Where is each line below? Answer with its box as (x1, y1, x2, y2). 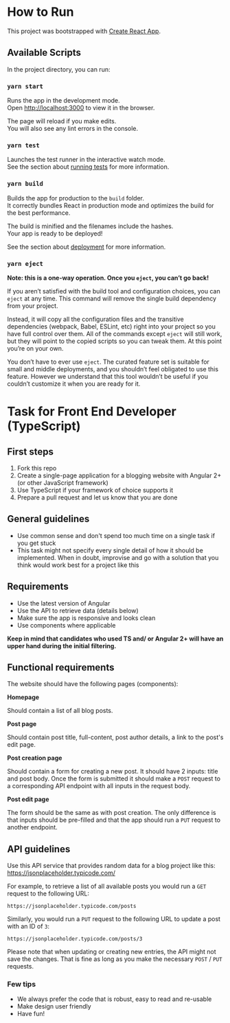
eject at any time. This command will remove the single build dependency (7, 294, 217, 302)
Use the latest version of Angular (16, 599, 111, 607)
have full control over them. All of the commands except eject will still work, (7, 329, 222, 338)
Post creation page (7, 754, 62, 762)
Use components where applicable (16, 621, 116, 629)
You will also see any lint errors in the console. (7, 125, 139, 133)
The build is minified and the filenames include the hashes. (7, 222, 174, 230)
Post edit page (7, 795, 49, 803)
